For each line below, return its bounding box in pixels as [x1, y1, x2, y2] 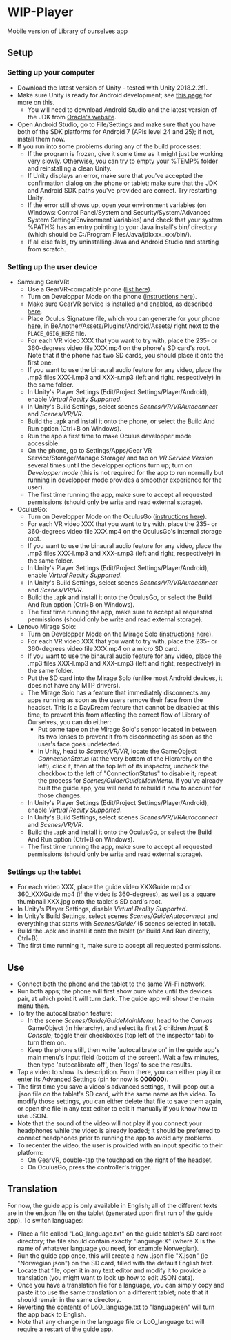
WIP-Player [7, 4, 74, 20]
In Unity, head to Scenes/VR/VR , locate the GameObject [37, 747, 197, 755]
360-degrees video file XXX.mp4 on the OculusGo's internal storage [27, 527, 223, 535]
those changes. [37, 791, 82, 799]
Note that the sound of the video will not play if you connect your [17, 1119, 202, 1127]
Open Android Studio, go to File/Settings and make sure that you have [17, 120, 216, 128]
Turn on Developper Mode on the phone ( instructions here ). [27, 292, 198, 300]
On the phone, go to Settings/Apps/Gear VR [27, 446, 152, 454]
